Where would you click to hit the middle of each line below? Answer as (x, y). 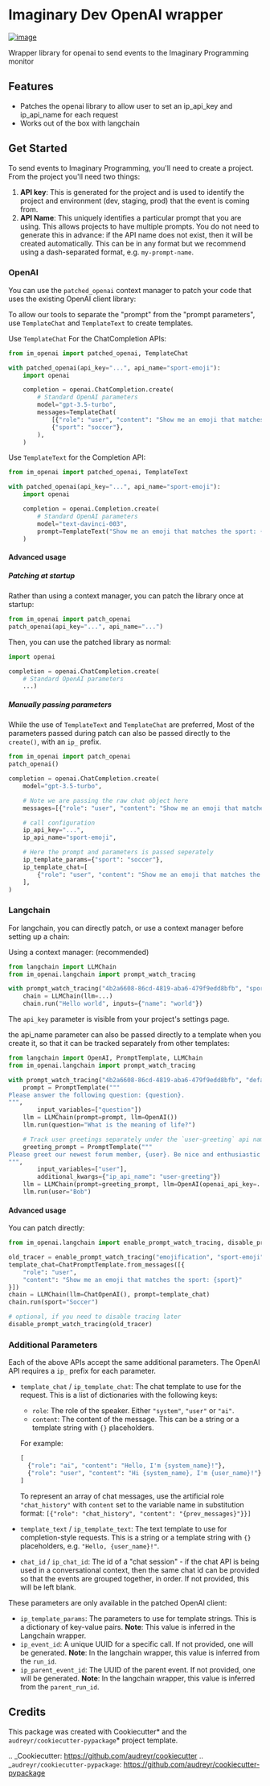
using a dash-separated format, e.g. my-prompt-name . (107, 252)
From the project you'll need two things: (74, 176)
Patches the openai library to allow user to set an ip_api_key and (126, 105)
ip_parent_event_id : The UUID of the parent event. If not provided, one (137, 1669)
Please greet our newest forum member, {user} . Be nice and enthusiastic (135, 1154)
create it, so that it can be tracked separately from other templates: (119, 1044)
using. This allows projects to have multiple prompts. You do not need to (139, 226)
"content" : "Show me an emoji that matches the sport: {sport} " (133, 1280)
